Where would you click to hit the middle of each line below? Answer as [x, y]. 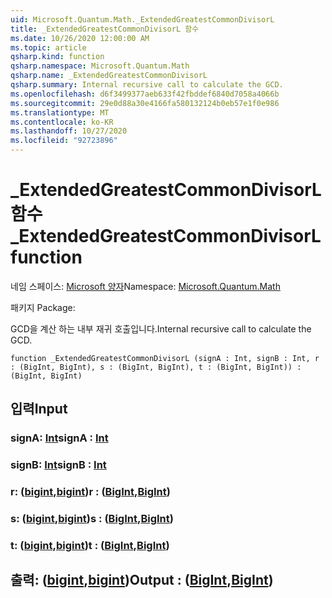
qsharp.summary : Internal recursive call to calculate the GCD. [147, 85]
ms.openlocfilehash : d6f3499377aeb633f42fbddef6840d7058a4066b [145, 94]
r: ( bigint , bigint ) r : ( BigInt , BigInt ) [90, 492]
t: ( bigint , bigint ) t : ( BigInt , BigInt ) [90, 545]
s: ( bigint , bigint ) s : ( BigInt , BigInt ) [92, 519]
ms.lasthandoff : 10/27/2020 [69, 131]
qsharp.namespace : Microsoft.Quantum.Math [100, 66]
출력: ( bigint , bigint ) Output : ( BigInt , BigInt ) [142, 580]
